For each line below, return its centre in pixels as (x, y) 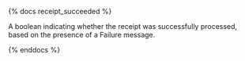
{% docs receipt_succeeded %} (60, 11)
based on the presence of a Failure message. (82, 35)
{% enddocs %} (34, 50)
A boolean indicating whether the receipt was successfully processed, (123, 26)
